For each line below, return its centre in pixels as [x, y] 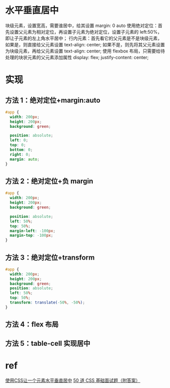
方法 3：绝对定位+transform [50, 257]
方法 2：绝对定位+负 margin [49, 181]
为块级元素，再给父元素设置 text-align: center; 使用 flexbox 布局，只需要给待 [85, 51]
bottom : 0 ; [21, 150]
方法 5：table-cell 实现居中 [48, 343]
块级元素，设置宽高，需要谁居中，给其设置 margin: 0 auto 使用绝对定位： [82, 25]
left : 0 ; [19, 141]
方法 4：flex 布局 [32, 325]
